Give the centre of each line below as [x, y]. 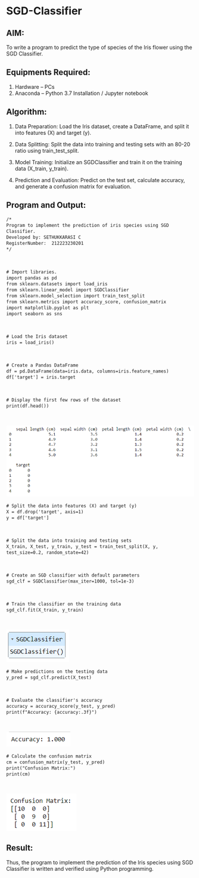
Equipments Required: [48, 73]
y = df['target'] [28, 518]
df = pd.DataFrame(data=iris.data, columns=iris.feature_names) [88, 371]
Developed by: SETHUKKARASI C [44, 238]
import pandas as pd [32, 278]
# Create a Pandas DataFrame [42, 365]
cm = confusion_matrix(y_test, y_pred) [56, 762]
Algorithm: [27, 112]
